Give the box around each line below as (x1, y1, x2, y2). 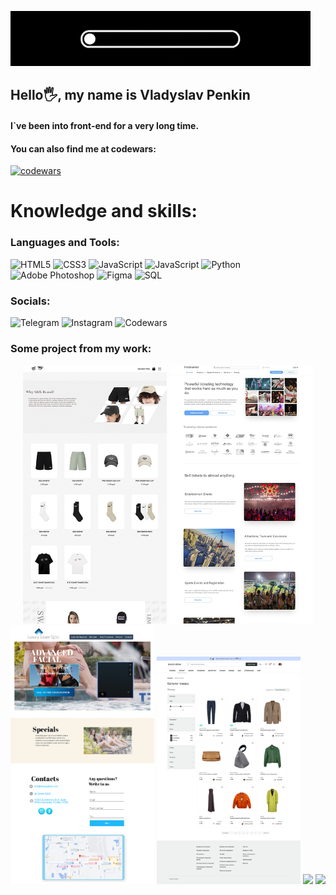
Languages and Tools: (10, 236, 120, 250)
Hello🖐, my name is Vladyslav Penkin (10, 87, 251, 104)
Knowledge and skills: (10, 200, 198, 223)
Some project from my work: (10, 341, 152, 355)
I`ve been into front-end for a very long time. (10, 119, 200, 131)
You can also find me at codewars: (10, 142, 157, 155)
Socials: (10, 294, 51, 308)
